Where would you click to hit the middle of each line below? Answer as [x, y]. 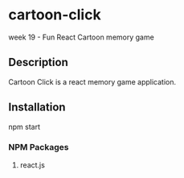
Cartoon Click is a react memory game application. [92, 81]
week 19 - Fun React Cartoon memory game [81, 37]
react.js [33, 165]
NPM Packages [39, 147]
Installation [37, 108]
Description [38, 62]
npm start [25, 126]
